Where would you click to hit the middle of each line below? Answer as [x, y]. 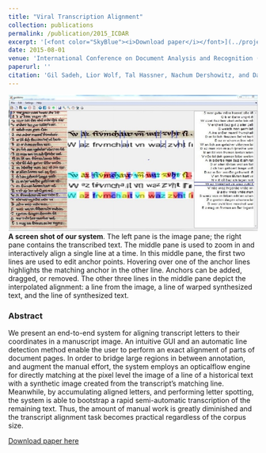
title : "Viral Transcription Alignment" [76, 17]
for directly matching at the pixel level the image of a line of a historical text [131, 375]
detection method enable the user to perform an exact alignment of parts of [131, 350]
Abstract [26, 315]
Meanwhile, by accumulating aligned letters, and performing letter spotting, [131, 392]
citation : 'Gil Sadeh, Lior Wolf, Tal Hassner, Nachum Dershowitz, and [129, 75]
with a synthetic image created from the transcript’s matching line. [116, 383]
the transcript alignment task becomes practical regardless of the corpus [127, 417]
